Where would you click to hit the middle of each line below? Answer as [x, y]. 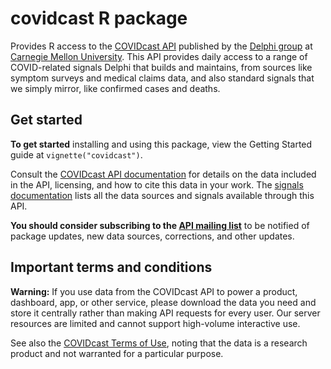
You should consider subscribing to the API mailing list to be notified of [160, 225]
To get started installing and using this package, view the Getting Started [161, 144]
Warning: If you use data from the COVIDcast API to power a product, [154, 291]
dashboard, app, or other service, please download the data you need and [163, 302]
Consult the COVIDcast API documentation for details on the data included [163, 174]
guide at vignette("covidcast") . [76, 154]
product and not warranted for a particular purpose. [117, 353]
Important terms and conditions [111, 267]
